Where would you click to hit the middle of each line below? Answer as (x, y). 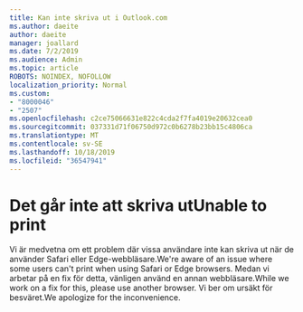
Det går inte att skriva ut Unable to (138, 205)
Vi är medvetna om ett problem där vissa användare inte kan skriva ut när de (151, 250)
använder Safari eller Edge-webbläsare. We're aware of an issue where (141, 260)
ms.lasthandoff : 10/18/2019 (62, 152)
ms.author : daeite (44, 26)
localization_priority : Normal (68, 85)
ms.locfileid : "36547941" (58, 161)
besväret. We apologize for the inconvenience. (95, 298)
